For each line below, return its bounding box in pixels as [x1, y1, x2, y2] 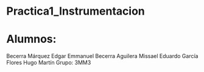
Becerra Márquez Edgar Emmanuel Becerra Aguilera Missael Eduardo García [6, 52, 199, 60]
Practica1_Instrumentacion [6, 4, 145, 18]
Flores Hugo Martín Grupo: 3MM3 [6, 59, 91, 67]
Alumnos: [6, 32, 57, 46]
